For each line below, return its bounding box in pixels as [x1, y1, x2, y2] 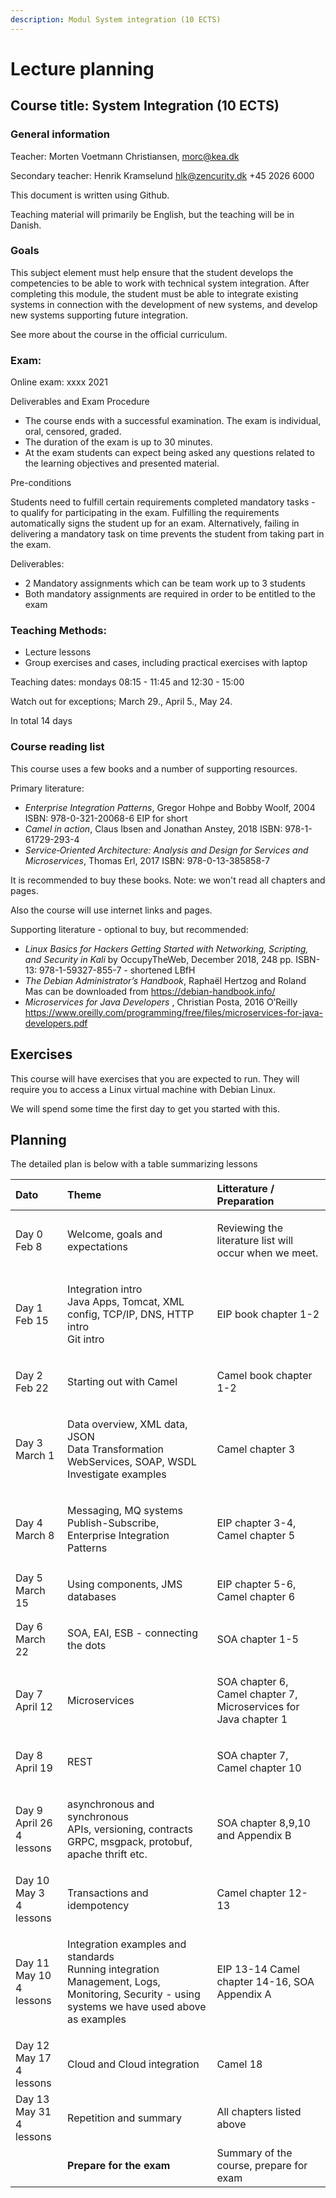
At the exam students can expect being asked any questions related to [24, 447, 315, 459]
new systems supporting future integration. [10, 309, 188, 321]
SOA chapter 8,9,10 [216, 1816, 311, 1830]
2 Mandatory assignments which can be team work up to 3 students [24, 577, 306, 590]
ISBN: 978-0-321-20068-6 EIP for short [24, 812, 188, 824]
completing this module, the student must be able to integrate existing [10, 287, 299, 300]
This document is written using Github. [10, 189, 170, 201]
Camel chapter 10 [216, 1761, 302, 1775]
